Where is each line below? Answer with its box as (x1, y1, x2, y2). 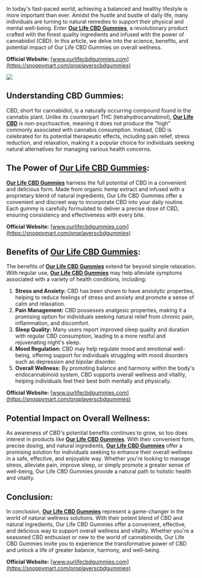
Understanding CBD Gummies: (6, 91, 124, 101)
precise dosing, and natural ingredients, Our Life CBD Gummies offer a (6, 442, 183, 450)
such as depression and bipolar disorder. (14, 358, 117, 366)
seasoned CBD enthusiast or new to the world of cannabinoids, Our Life (6, 534, 185, 541)
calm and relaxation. (14, 300, 66, 307)
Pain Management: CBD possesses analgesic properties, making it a (14, 307, 187, 314)
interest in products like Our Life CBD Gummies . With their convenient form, (6, 436, 195, 443)
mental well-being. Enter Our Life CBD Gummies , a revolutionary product (6, 24, 188, 31)
